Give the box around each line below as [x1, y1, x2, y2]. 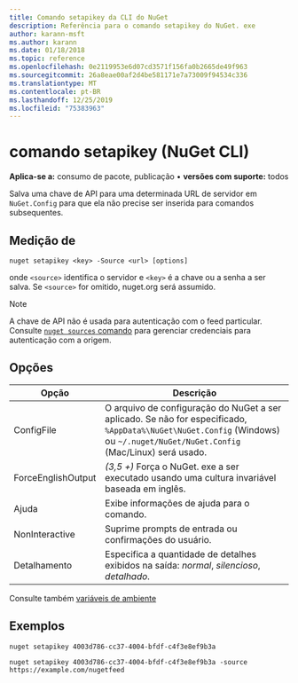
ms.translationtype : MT [9, 79, 98, 88]
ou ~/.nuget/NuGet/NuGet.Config [105, 435, 241, 447]
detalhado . [105, 569, 151, 582]
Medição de [9, 232, 76, 248]
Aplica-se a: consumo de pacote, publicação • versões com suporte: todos [9, 171, 289, 182]
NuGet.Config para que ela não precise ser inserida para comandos [9, 198, 255, 208]
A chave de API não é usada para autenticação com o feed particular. [9, 316, 263, 326]
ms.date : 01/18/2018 [9, 46, 86, 55]
